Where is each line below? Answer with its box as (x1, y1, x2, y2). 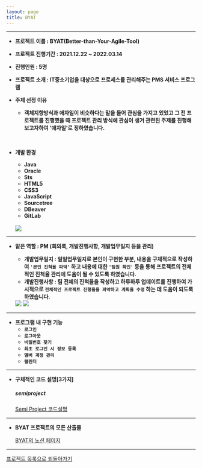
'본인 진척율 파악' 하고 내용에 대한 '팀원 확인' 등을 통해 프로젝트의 (29, 263, 181, 270)
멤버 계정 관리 (23, 352, 55, 358)
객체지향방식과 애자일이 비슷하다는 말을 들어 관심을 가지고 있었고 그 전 (23, 109, 186, 116)
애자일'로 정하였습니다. (51, 124, 105, 131)
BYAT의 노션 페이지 (14, 437, 61, 444)
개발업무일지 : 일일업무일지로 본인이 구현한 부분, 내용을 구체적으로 (23, 255, 177, 262)
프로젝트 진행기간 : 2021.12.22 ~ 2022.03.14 (14, 50, 123, 57)
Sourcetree (23, 199, 53, 206)
